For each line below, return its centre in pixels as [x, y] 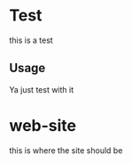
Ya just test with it [42, 89]
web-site [43, 125]
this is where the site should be [66, 150]
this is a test [31, 40]
